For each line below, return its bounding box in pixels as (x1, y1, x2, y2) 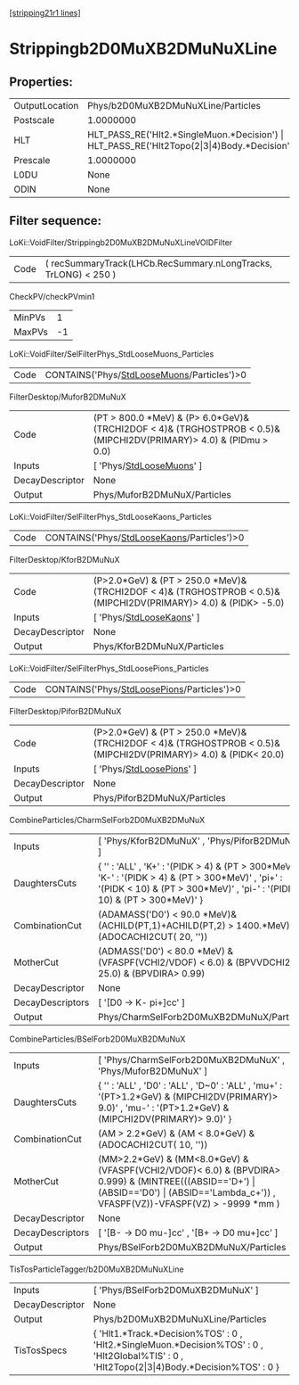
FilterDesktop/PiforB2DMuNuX (9, 705, 122, 716)
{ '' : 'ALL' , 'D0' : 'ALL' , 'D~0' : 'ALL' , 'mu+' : (97, 1079, 283, 1092)
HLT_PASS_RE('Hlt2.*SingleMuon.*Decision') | (87, 128, 285, 141)
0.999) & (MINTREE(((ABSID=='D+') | (97, 1175, 255, 1187)
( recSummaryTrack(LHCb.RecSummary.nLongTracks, (44, 257, 273, 269)
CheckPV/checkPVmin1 (9, 291, 95, 301)
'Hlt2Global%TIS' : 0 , (93, 1349, 184, 1362)
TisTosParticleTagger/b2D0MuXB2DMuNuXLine (9, 1264, 184, 1274)
